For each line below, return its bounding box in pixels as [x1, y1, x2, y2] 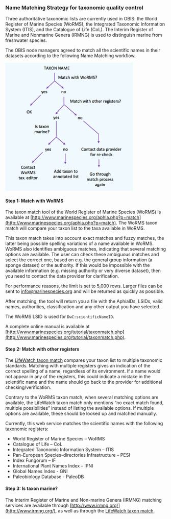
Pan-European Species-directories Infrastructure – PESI [12, 452, 130, 458]
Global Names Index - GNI [12, 468, 68, 475]
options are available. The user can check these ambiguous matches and [5, 252, 159, 258]
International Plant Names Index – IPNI [12, 463, 93, 469]
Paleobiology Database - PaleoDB [12, 474, 84, 480]
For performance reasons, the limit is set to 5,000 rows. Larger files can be [5, 283, 162, 289]
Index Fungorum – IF [12, 457, 56, 463]
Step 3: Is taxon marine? [5, 485, 58, 491]
